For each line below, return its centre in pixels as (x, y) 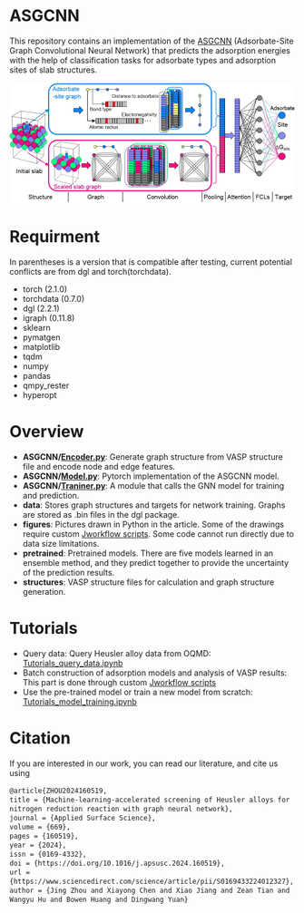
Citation (40, 738)
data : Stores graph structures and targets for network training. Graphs (154, 505)
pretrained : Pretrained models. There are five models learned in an (148, 553)
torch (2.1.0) (45, 289)
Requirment (54, 237)
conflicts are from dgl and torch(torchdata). (90, 272)
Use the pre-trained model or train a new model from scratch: (137, 692)
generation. (44, 592)
